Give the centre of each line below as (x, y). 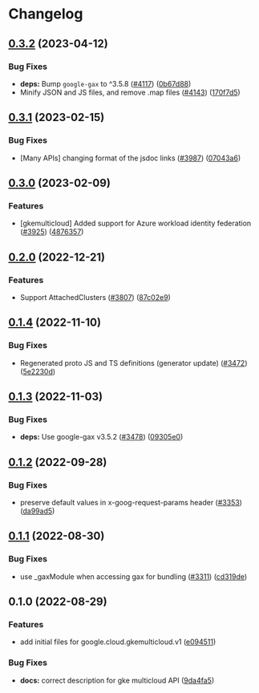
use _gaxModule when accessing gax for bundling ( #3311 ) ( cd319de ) (134, 576)
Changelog (46, 14)
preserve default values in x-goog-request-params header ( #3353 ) (131, 503)
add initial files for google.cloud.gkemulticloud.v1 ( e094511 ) (118, 642)
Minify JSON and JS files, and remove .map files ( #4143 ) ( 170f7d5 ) (130, 92)
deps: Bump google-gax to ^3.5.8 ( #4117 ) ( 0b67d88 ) (105, 83)
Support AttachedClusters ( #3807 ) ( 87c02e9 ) (95, 297)
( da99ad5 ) (37, 511)
